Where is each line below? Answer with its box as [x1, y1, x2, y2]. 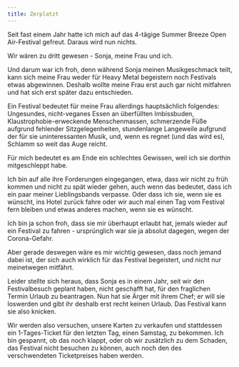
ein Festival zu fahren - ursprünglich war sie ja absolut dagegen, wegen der [7, 226, 230, 235]
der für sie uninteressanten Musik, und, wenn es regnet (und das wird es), [7, 132, 225, 140]
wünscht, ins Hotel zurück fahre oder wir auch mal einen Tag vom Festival [7, 197, 225, 206]
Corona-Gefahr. [7, 234, 54, 242]
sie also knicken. [7, 307, 57, 316]
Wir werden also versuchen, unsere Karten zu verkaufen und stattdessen [7, 321, 223, 329]
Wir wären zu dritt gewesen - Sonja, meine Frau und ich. [7, 51, 173, 60]
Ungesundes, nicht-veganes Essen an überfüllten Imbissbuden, [7, 109, 195, 118]
